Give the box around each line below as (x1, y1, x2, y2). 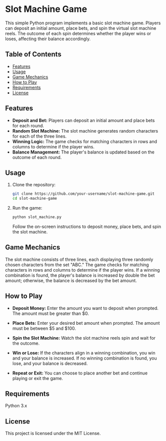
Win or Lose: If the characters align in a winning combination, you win (12, 350, 156, 356)
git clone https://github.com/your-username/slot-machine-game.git (12, 191, 155, 197)
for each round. (12, 123, 45, 129)
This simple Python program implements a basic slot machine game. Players (5, 20, 161, 26)
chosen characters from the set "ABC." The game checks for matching (5, 262, 149, 268)
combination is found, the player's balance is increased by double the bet (5, 272, 155, 278)
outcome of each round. (12, 154, 62, 160)
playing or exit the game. (12, 375, 63, 381)
